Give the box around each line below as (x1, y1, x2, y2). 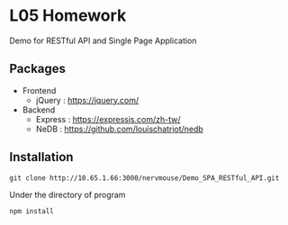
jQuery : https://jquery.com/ (35, 94, 139, 105)
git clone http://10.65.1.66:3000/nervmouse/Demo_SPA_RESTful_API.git (9, 173, 280, 183)
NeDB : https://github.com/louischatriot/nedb (35, 123, 204, 134)
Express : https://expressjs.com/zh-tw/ (35, 113, 181, 124)
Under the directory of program (9, 189, 126, 200)
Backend (22, 104, 56, 115)
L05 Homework (9, 5, 127, 26)
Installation (9, 149, 74, 165)
